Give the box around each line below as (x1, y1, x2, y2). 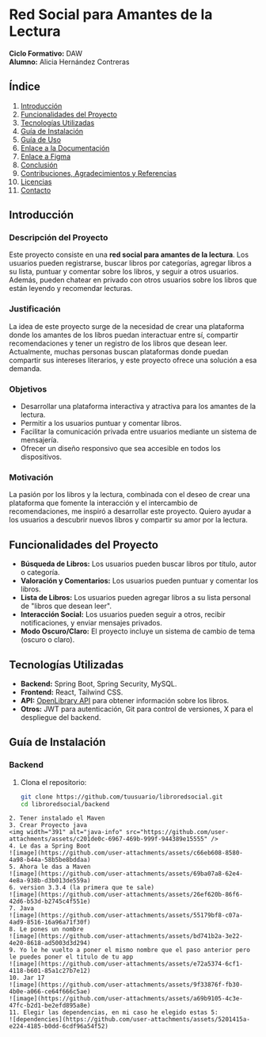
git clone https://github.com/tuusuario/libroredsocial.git (20, 793, 223, 801)
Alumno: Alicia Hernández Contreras (9, 57, 130, 67)
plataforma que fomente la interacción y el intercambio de (9, 498, 198, 508)
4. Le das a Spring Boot (9, 842, 91, 850)
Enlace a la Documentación (20, 143, 110, 152)
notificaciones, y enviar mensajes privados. (20, 618, 163, 628)
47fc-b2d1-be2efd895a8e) (9, 1001, 91, 1010)
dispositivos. (20, 452, 63, 461)
